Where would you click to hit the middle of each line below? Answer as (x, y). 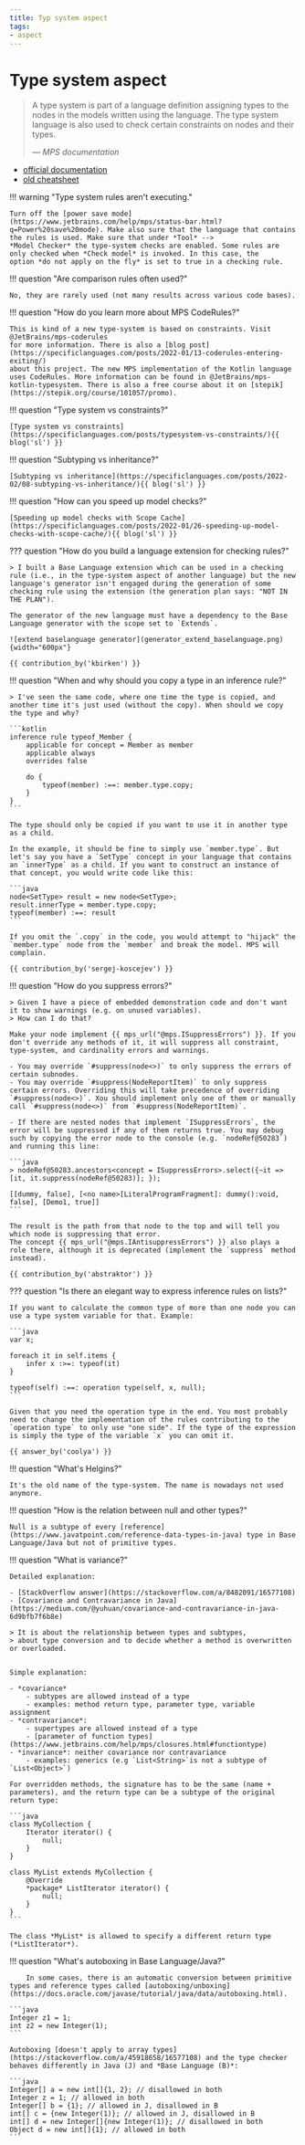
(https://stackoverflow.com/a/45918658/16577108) (106, 2058)
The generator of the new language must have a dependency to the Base (148, 616)
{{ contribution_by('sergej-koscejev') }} (91, 969)
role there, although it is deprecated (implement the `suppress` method (153, 1251)
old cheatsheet (51, 180)
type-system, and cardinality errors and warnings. (110, 1051)
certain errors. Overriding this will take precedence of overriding (145, 1091)
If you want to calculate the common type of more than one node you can (153, 1308)
